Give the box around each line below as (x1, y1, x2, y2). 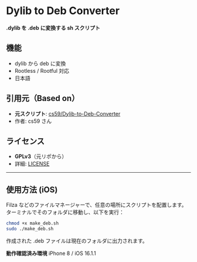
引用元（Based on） (6, 93, 80, 103)
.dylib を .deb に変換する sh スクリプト (6, 24, 101, 31)
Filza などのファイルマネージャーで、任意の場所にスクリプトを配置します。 (6, 201, 187, 209)
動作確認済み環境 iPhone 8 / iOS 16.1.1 (6, 250, 96, 257)
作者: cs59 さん (14, 117, 52, 125)
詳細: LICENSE (14, 160, 50, 167)
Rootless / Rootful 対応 (14, 67, 69, 74)
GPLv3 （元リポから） (14, 153, 67, 160)
